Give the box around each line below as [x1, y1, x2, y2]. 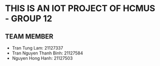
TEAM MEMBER [5, 32, 54, 40]
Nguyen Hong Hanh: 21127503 [12, 55, 73, 61]
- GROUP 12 [5, 13, 52, 24]
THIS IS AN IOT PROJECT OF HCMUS [5, 3, 156, 14]
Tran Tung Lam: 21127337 [12, 45, 63, 51]
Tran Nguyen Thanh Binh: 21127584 [12, 50, 83, 56]
